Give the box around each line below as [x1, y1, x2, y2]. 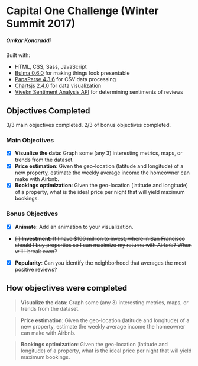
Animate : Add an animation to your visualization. [14, 223, 134, 230]
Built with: [6, 52, 31, 59]
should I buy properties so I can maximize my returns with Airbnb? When [14, 241, 192, 249]
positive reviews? [14, 266, 57, 273]
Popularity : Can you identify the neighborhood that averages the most [14, 259, 187, 266]
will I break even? [14, 247, 57, 254]
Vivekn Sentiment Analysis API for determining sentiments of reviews [14, 88, 183, 96]
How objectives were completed [6, 283, 128, 293]
